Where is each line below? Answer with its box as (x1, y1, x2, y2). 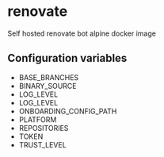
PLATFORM (18, 114, 57, 124)
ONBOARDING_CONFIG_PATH (18, 106, 117, 116)
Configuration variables (7, 52, 128, 65)
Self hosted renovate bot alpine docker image (7, 29, 156, 38)
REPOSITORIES (18, 123, 69, 132)
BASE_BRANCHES (18, 72, 79, 82)
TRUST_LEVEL (18, 140, 67, 149)
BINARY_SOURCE (18, 81, 77, 90)
